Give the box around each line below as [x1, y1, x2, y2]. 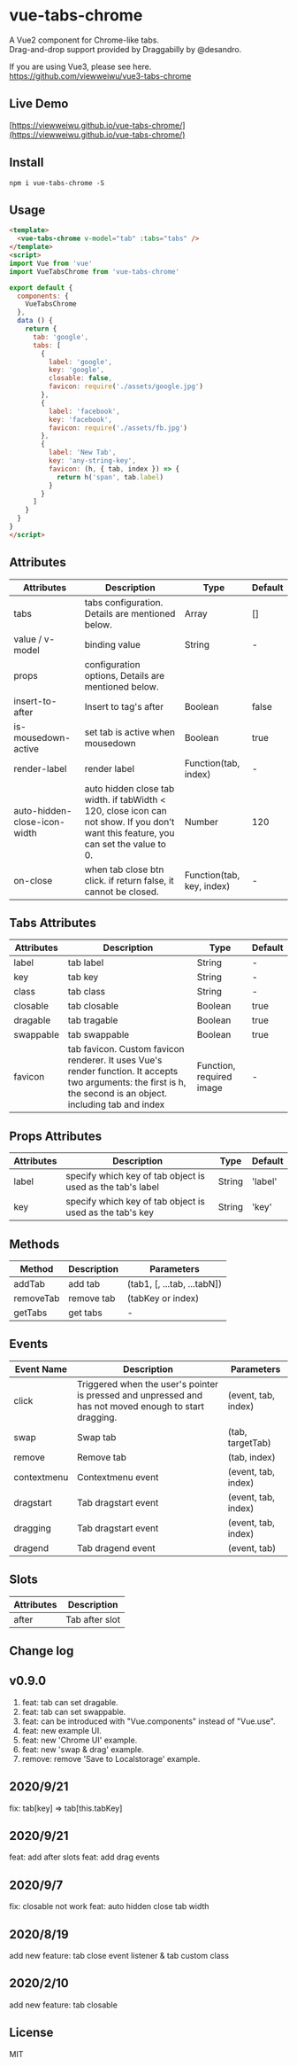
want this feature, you [84, 826, 175, 838]
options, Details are [84, 669, 165, 682]
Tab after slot [65, 1613, 121, 1626]
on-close [13, 874, 53, 886]
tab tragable [67, 1014, 118, 1026]
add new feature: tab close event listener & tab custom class [9, 1951, 230, 1961]
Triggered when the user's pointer [76, 1377, 219, 1390]
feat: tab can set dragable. [21, 1696, 118, 1707]
